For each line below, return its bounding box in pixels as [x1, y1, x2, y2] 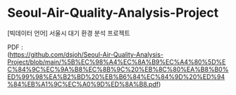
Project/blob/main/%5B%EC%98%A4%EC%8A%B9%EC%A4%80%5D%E [7, 57, 226, 66]
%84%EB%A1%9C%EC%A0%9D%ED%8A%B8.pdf [7, 80, 159, 88]
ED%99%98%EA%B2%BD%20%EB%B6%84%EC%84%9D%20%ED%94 [7, 72, 225, 81]
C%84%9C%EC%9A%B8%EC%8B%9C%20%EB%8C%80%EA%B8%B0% [7, 65, 229, 73]
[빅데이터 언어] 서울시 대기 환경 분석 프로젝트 [7, 29, 130, 37]
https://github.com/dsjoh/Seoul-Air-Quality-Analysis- [9, 50, 164, 59]
